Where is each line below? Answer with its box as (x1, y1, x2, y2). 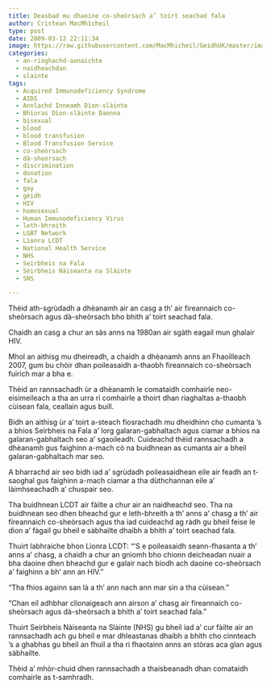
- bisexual (15, 117, 52, 125)
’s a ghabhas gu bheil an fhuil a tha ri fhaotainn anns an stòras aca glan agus (8, 640, 263, 649)
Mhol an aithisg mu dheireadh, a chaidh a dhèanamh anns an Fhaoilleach (8, 352, 251, 361)
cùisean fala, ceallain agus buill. (8, 402, 115, 411)
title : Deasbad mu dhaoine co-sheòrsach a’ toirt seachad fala (8, 11, 226, 20)
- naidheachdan (15, 65, 67, 73)
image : (8, 42, 31, 50)
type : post (8, 27, 45, 35)
